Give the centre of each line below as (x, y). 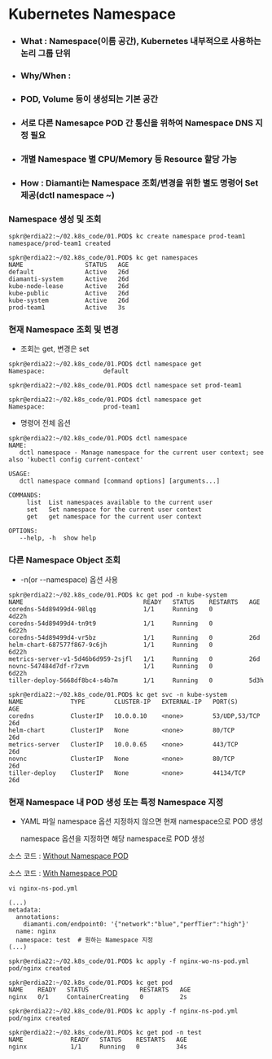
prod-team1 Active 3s (67, 308)
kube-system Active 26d (69, 301)
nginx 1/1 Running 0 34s (98, 1047)
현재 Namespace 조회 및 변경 (64, 329)
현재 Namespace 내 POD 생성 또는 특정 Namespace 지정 (116, 802)
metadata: (25, 910)
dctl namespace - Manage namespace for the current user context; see (142, 453)
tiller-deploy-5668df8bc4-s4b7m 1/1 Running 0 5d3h (136, 680)
